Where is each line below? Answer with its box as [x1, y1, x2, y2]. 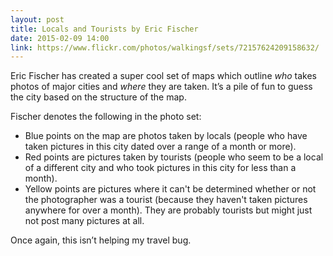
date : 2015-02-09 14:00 [10, 33, 110, 43]
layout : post [10, 14, 65, 25]
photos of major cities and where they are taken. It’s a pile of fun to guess [10, 81, 313, 93]
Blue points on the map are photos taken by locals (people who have [24, 130, 308, 142]
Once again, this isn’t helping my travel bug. [10, 234, 192, 246]
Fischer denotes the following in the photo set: [10, 111, 202, 123]
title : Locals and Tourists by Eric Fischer [10, 24, 199, 34]
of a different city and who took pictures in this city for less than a [24, 162, 297, 174]
